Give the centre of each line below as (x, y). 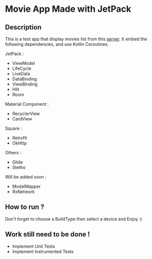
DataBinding (24, 79)
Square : (13, 128)
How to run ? (25, 207)
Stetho (19, 167)
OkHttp (19, 143)
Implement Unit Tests (33, 246)
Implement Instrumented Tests (43, 251)
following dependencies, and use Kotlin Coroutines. (57, 44)
